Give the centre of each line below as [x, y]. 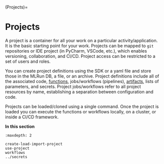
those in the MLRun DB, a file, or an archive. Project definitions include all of [82, 76]
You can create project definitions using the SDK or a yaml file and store [78, 71]
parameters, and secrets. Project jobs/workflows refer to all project [73, 86]
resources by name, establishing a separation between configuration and [79, 92]
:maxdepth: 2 [18, 135]
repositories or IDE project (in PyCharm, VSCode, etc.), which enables [76, 51]
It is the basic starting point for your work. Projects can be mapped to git [80, 46]
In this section [20, 126]
